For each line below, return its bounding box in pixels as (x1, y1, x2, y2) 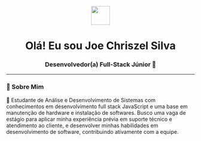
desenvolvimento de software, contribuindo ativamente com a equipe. (6, 128, 179, 135)
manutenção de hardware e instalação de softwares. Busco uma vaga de (6, 109, 187, 116)
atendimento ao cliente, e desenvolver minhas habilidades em (6, 122, 159, 129)
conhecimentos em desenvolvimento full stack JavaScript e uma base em (6, 103, 188, 110)
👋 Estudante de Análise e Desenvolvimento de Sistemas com (6, 96, 156, 103)
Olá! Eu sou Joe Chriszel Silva (25, 39, 176, 53)
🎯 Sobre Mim (6, 83, 44, 91)
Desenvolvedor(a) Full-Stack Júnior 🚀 (44, 60, 157, 69)
